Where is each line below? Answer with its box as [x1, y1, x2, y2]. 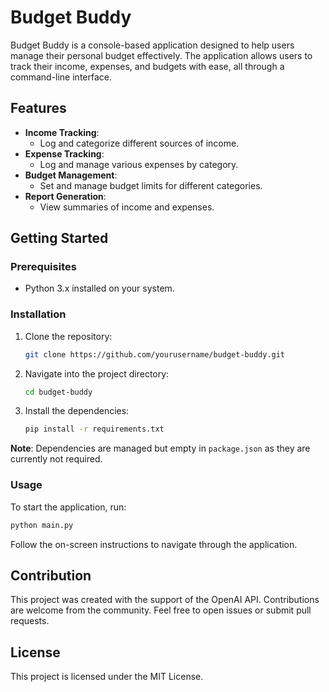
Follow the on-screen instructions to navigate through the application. [10, 538, 298, 550]
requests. [10, 615, 50, 627]
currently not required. [10, 453, 103, 465]
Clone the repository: [24, 330, 113, 342]
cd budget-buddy [24, 387, 93, 397]
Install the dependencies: [24, 405, 130, 417]
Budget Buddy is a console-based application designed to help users [10, 39, 295, 51]
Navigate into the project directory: [24, 367, 170, 380]
